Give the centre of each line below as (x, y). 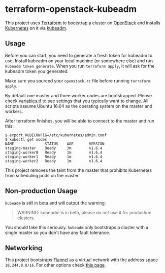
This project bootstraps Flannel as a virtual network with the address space (82, 260)
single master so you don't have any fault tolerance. (58, 233)
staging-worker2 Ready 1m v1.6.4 (54, 161)
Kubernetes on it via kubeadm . (36, 28)
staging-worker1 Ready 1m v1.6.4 (54, 156)
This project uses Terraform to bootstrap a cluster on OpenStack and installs (83, 23)
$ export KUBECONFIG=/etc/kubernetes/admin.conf (56, 135)
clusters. (26, 218)
